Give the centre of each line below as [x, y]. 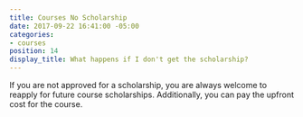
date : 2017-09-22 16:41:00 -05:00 [75, 26]
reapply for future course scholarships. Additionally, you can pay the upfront [152, 94]
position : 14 [34, 51]
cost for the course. [46, 104]
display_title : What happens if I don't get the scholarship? [129, 59]
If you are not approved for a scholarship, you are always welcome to [138, 85]
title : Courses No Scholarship [68, 18]
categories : [32, 34]
